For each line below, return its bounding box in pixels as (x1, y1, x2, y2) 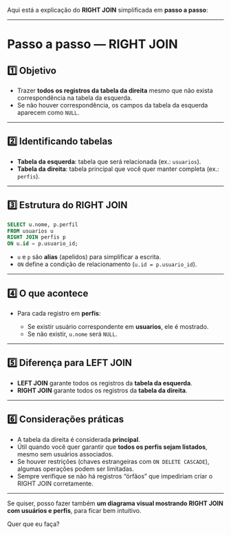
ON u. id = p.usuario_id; (7, 241, 78, 248)
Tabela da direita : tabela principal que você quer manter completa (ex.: (16, 165, 219, 173)
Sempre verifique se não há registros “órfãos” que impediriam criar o (16, 472, 213, 480)
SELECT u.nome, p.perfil (7, 221, 78, 228)
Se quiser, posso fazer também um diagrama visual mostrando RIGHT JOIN (7, 499, 223, 507)
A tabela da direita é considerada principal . (16, 435, 141, 443)
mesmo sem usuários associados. (16, 450, 113, 458)
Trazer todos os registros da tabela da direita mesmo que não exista (16, 86, 213, 94)
